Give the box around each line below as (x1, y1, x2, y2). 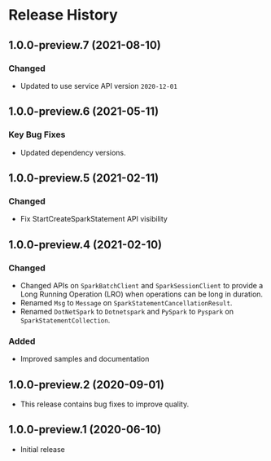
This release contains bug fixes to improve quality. (20, 399, 190, 409)
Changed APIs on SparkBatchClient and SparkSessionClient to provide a (20, 280, 264, 290)
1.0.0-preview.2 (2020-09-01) (8, 377, 165, 392)
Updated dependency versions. (20, 147, 126, 157)
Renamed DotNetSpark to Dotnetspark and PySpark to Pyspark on (20, 306, 234, 316)
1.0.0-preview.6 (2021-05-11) (8, 104, 160, 119)
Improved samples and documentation (20, 354, 150, 364)
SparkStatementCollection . (20, 315, 111, 325)
